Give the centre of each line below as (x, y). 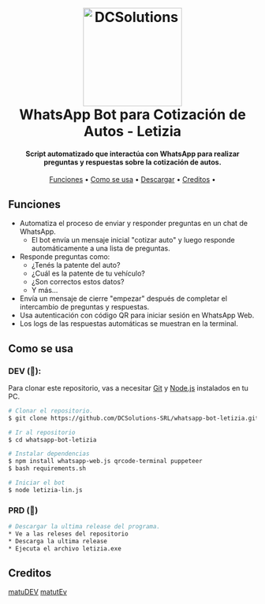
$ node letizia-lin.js (45, 490)
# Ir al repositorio (42, 432)
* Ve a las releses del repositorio (68, 534)
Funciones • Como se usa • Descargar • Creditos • (132, 180)
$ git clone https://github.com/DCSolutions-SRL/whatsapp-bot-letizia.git (134, 418)
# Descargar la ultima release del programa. (84, 527)
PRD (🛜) (23, 510)
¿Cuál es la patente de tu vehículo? (88, 273)
